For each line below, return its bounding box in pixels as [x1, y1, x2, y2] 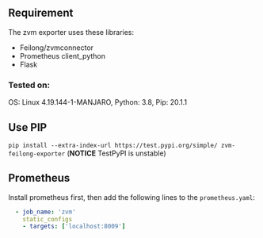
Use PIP [8, 121, 48, 134]
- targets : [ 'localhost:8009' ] [22, 222, 126, 231]
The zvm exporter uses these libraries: [8, 27, 135, 36]
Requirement [8, 6, 74, 20]
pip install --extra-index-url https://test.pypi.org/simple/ [8, 141, 218, 149]
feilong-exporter [8, 150, 66, 158]
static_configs [22, 215, 73, 223]
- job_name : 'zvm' [15, 208, 77, 216]
